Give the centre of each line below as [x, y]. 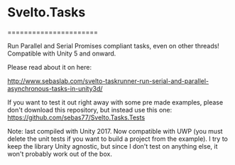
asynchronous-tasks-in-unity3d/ [55, 88]
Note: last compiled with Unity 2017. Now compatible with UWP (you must [115, 131]
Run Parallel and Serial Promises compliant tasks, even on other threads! [114, 46]
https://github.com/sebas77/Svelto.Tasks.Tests [76, 117]
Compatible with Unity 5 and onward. [62, 53]
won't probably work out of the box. [60, 154]
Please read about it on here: [50, 67]
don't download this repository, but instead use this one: [90, 110]
